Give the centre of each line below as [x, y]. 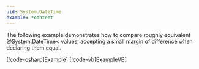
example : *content [30, 18]
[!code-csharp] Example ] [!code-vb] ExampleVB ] [67, 59]
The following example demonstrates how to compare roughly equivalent [99, 34]
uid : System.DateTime [34, 12]
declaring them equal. [34, 48]
